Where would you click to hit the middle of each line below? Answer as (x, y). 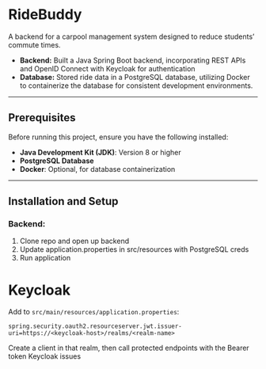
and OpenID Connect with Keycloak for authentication (107, 68)
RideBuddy (45, 15)
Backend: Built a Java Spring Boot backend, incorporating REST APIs (133, 60)
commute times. (34, 44)
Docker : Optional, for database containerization (97, 169)
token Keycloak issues (45, 356)
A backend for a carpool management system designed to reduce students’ (131, 36)
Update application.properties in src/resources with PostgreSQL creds (134, 249)
